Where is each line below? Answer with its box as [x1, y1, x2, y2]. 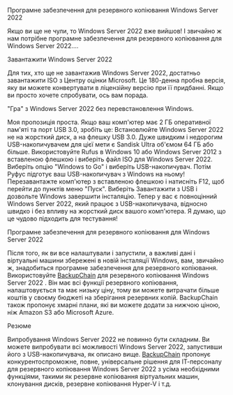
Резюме [7, 322, 31, 330]
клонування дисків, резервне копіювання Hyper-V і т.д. [7, 380, 172, 388]
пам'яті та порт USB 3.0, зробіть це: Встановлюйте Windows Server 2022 [7, 126, 224, 133]
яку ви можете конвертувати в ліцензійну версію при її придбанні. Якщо [7, 84, 224, 91]
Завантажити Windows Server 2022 [7, 55, 113, 64]
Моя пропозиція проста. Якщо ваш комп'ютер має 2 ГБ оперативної [7, 118, 211, 126]
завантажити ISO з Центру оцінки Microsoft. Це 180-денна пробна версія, [7, 76, 226, 84]
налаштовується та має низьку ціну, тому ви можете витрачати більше [7, 286, 220, 294]
